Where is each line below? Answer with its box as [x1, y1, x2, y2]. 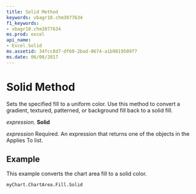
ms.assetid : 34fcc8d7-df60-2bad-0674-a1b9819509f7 [6, 48, 138, 55]
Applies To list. [6, 136, 44, 144]
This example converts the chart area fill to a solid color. [6, 170, 147, 178]
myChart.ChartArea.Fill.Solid [6, 182, 83, 188]
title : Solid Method [6, 8, 59, 15]
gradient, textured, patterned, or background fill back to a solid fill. [6, 107, 173, 114]
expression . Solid [6, 118, 51, 125]
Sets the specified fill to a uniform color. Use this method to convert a [6, 100, 181, 107]
